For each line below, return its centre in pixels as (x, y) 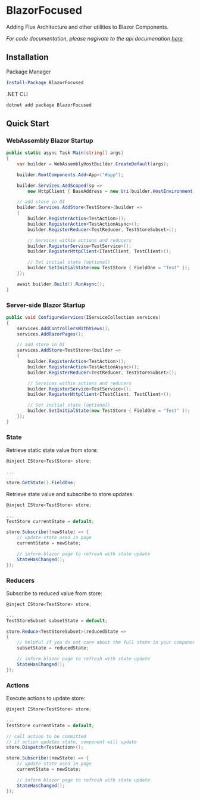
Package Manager (29, 72)
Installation (27, 57)
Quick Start (28, 123)
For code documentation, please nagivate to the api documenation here (95, 38)
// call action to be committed (46, 736)
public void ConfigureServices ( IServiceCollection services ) (84, 317)
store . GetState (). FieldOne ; (41, 482)
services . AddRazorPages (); (50, 334)
